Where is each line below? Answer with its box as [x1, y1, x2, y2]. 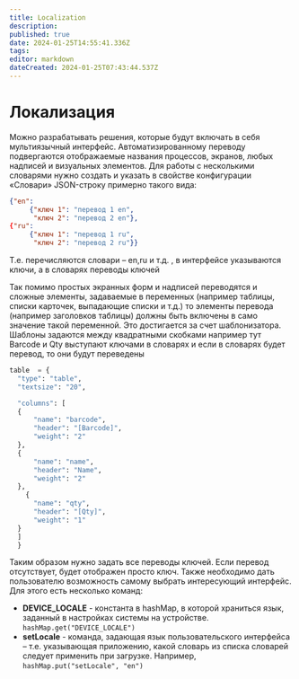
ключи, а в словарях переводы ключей [9, 264, 160, 275]
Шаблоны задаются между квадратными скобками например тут [9, 330, 262, 340]
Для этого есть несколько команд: [9, 586, 144, 596]
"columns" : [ [17, 399, 66, 408]
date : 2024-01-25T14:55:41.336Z [9, 38, 130, 48]
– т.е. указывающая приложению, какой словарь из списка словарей [22, 641, 289, 652]
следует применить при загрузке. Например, [22, 650, 197, 661]
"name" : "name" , [32, 457, 94, 466]
